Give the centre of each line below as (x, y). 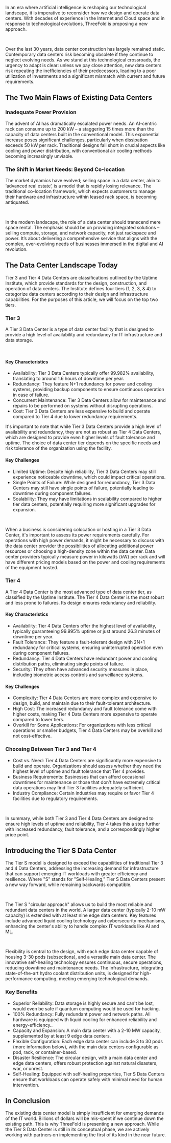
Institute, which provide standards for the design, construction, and (76, 283)
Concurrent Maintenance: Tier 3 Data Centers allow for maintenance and (89, 400)
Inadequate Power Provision (41, 112)
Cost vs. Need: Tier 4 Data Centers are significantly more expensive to (87, 760)
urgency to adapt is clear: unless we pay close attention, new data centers (83, 65)
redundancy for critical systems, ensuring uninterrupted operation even (88, 648)
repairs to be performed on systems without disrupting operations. (83, 406)
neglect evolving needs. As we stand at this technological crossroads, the (83, 60)
